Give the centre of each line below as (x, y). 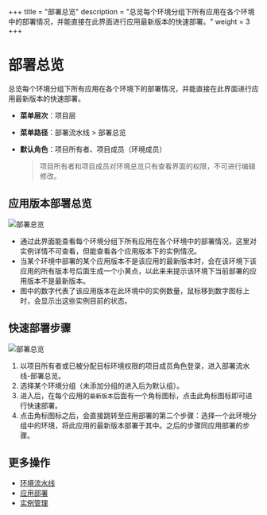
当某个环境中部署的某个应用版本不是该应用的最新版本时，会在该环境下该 (138, 261)
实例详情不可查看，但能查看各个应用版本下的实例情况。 (110, 251)
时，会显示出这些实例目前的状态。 (75, 300)
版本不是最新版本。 (58, 281)
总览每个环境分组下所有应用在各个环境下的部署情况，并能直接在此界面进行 (130, 88)
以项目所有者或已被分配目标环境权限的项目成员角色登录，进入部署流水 (135, 366)
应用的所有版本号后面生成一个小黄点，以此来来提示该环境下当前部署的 (135, 271)
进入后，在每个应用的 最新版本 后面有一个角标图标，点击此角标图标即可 (133, 395)
